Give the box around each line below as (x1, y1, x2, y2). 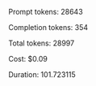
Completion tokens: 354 (8, 23, 89, 32)
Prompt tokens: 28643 (8, 7, 83, 16)
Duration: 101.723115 (8, 70, 76, 80)
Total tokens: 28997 (8, 38, 75, 48)
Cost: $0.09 (8, 54, 48, 63)
